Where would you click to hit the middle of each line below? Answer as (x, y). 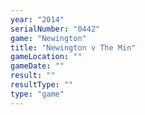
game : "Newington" (48, 38)
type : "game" (37, 94)
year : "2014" (37, 19)
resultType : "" (42, 85)
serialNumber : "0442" (55, 29)
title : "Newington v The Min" (73, 47)
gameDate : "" (37, 66)
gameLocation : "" (46, 57)
